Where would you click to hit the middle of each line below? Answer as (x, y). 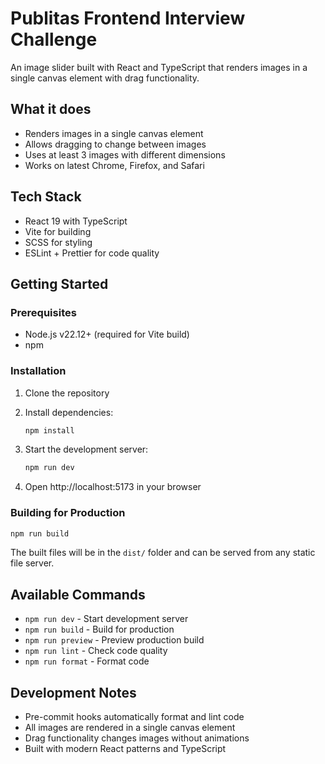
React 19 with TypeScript (76, 221)
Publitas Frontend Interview (128, 18)
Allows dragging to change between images (115, 144)
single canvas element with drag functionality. (105, 78)
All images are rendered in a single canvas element (130, 728)
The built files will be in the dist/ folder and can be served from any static (163, 553)
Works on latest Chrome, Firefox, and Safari (114, 165)
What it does (51, 109)
